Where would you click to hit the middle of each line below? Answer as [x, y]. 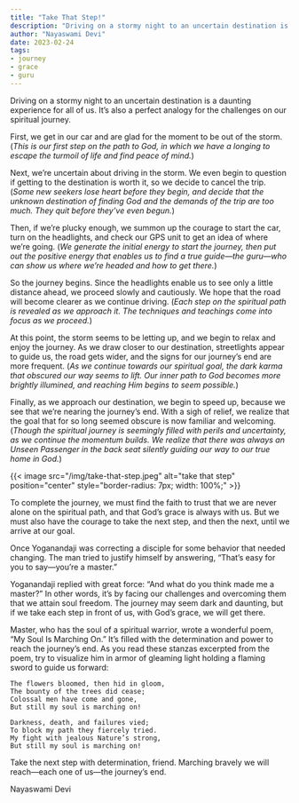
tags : [20, 51]
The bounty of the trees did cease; [78, 691]
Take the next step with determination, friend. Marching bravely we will [140, 762]
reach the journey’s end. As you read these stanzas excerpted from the [140, 648]
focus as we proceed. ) [51, 320]
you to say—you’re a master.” [64, 567]
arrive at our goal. [43, 530]
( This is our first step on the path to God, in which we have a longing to [140, 146]
